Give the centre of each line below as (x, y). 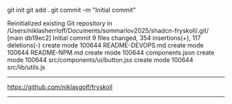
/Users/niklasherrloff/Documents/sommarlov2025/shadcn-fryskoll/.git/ (108, 31)
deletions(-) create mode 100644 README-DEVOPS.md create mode (105, 45)
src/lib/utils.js (26, 67)
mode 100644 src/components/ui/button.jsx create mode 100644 (100, 60)
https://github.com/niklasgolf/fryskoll (60, 87)
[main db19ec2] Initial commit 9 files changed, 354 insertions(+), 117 (104, 38)
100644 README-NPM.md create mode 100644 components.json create (111, 52)
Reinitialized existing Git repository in (60, 23)
